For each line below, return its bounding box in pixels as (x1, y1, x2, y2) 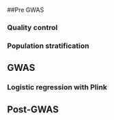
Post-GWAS (7, 104, 59, 115)
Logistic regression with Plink (7, 82, 107, 92)
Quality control (7, 22, 58, 32)
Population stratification (7, 41, 89, 50)
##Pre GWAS (7, 6, 44, 14)
